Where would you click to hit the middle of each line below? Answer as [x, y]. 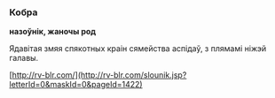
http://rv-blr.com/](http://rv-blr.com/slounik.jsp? [99, 75]
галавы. [24, 58]
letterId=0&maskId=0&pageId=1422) [76, 85]
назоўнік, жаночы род [53, 32]
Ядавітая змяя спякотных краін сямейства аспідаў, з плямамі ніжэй [138, 49]
